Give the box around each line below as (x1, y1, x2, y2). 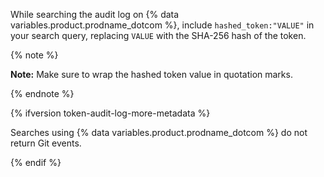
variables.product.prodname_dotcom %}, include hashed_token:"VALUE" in (10, 19, 315, 31)
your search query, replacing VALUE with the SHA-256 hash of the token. (10, 30, 307, 41)
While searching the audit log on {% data (10, 9, 180, 20)
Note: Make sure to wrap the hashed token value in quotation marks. (10, 69, 293, 80)
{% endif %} (10, 157, 62, 168)
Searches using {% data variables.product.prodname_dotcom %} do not (10, 127, 308, 138)
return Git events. (10, 137, 82, 149)
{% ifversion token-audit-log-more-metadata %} (10, 107, 211, 119)
